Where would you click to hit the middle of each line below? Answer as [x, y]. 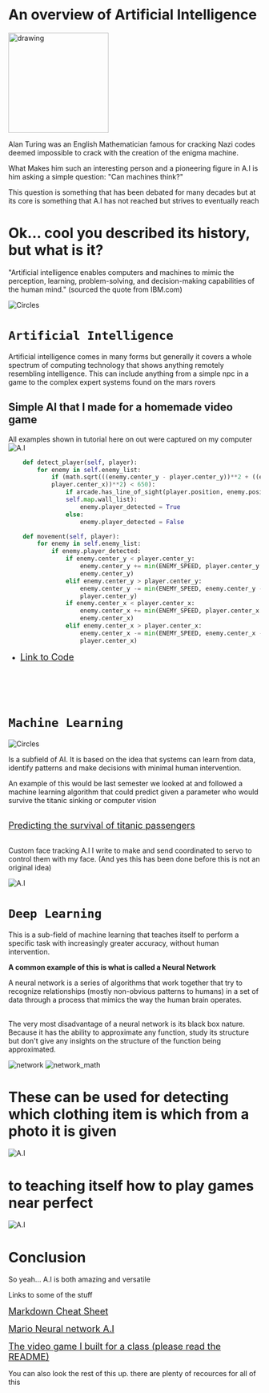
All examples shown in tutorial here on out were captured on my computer [130, 439]
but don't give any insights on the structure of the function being [115, 1040]
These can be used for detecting [119, 1097]
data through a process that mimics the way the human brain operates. [125, 999]
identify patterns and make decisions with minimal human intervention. [125, 768]
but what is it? [56, 250]
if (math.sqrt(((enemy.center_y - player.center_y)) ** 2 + [150, 477]
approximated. [32, 1049]
